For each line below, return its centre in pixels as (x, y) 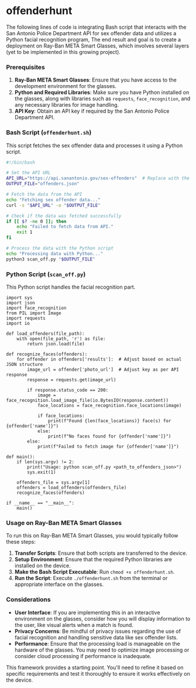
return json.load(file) (56, 344)
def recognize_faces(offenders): (47, 354)
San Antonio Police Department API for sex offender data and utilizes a (91, 33)
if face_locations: (61, 416)
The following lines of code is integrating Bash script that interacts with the (96, 27)
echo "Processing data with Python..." (55, 253)
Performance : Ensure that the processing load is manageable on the (97, 643)
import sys (19, 297)
